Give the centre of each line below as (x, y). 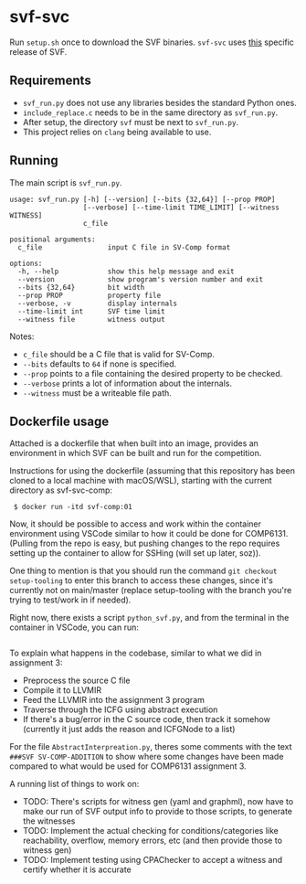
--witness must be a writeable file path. (97, 393)
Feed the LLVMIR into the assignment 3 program (114, 700)
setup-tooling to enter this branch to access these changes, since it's (142, 580)
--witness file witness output (92, 319)
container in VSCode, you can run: (74, 627)
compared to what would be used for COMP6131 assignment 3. (128, 766)
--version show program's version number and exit (140, 279)
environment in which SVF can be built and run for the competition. (136, 453)
